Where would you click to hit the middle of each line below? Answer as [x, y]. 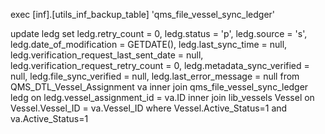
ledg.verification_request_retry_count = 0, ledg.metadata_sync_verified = [160, 65]
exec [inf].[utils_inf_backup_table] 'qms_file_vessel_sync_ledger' [143, 14]
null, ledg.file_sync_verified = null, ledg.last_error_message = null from [155, 76]
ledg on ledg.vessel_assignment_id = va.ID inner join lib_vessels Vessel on [162, 97]
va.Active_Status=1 [49, 118]
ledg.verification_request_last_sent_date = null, [107, 55]
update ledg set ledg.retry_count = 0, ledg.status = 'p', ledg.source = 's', [159, 33]
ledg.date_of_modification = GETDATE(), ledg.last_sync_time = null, [149, 44]
